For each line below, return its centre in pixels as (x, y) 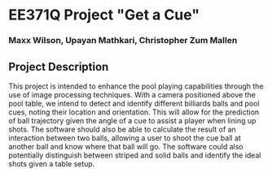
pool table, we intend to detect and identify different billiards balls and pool (134, 103)
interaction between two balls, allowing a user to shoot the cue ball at (125, 138)
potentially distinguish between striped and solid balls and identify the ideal (135, 155)
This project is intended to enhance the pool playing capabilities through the (136, 86)
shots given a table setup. (52, 163)
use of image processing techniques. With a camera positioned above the (132, 94)
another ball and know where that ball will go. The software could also (126, 146)
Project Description (59, 67)
